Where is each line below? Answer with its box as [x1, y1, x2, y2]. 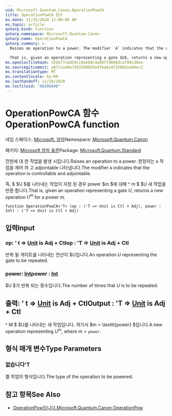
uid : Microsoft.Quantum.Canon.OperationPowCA [5, 7, 104, 13]
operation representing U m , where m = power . [5, 327, 101, 334]
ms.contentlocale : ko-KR [5, 74, 58, 80]
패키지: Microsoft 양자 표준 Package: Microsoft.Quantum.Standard [5, 147, 141, 153]
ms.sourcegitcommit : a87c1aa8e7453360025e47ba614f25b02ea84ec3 [5, 65, 143, 70]
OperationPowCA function [5, 119, 120, 130]
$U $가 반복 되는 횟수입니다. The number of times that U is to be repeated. [5, 282, 159, 289]
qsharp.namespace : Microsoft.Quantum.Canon [5, 31, 100, 36]
